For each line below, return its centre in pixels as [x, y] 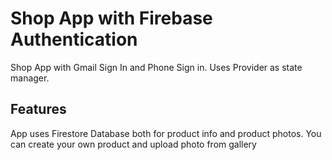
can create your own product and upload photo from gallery [133, 144]
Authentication [74, 39]
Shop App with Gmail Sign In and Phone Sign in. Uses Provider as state [156, 67]
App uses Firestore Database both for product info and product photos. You [166, 133]
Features [38, 109]
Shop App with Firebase [111, 18]
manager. [30, 78]
